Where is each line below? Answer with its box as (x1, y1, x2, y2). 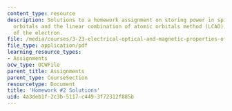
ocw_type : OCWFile (7, 61, 60, 68)
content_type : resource (7, 10, 76, 17)
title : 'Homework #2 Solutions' (7, 87, 100, 94)
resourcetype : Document (7, 81, 76, 88)
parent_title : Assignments (7, 68, 85, 74)
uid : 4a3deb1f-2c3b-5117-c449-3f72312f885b (7, 94, 135, 101)
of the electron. (13, 29, 64, 37)
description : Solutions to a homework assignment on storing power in (7, 17, 215, 23)
